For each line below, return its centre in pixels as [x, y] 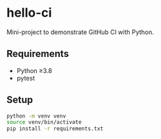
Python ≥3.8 [34, 70]
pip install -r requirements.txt [55, 129]
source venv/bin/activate [44, 122]
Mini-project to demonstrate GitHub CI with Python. [80, 32]
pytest [26, 78]
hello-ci [29, 13]
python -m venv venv [37, 116]
